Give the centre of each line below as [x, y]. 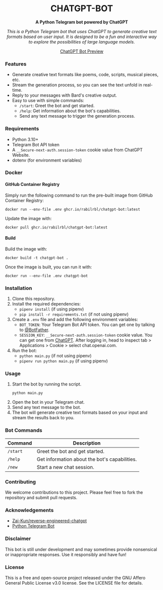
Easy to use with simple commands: [48, 101]
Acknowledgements [29, 510]
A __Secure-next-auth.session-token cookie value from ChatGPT [77, 150]
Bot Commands [24, 430]
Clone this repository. [34, 299]
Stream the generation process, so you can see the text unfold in [77, 85]
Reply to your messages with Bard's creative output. [64, 95]
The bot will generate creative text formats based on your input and [80, 412]
